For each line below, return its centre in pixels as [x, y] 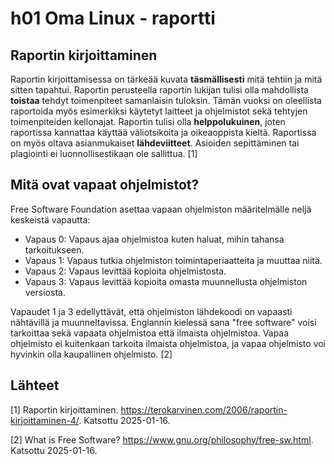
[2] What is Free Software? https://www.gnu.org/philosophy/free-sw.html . [162, 439]
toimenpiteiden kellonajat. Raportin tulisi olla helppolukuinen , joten [148, 121]
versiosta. [45, 292]
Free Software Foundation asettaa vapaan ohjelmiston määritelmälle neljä [161, 209]
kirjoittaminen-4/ [45, 420]
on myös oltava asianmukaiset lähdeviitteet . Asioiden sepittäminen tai [155, 143]
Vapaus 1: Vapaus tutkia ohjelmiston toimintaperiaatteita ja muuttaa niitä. [173, 260]
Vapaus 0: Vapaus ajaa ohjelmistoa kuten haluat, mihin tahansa [154, 239]
